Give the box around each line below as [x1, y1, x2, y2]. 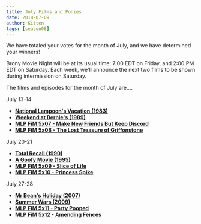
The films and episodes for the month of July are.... [6, 84, 133, 92]
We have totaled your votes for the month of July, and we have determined [6, 42, 191, 49]
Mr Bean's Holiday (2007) [14, 192, 81, 199]
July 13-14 [6, 96, 32, 103]
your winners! [6, 49, 40, 56]
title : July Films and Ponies [6, 8, 82, 15]
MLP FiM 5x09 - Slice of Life [14, 162, 87, 169]
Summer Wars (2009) [14, 198, 71, 205]
